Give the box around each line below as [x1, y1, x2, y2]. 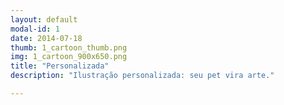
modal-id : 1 [10, 24, 60, 34]
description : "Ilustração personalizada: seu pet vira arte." [10, 71, 275, 81]
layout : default [10, 14, 78, 25]
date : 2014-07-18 [10, 33, 83, 43]
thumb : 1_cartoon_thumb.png [10, 42, 128, 53]
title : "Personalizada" [10, 61, 110, 71]
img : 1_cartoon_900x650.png [10, 52, 128, 62]
